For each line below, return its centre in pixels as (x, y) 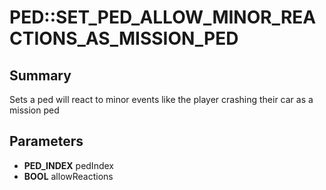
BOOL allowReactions (68, 176)
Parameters (46, 141)
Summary (40, 75)
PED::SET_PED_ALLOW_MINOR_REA (163, 17)
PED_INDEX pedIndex (68, 165)
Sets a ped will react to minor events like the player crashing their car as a (161, 99)
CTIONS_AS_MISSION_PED (124, 38)
